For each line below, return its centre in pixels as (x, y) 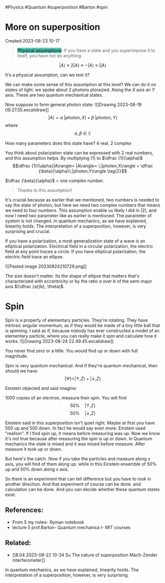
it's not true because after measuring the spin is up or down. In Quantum (79, 438)
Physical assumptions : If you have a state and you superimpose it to (86, 50)
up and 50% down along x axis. (37, 469)
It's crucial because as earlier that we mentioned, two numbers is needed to (82, 199)
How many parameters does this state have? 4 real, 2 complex (68, 143)
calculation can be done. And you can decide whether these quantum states (82, 489)
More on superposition (53, 27)
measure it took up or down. (34, 449)
